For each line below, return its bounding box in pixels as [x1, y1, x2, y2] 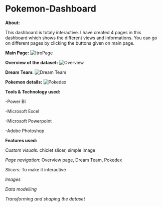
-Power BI [5, 98, 26, 105]
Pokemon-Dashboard [5, 3, 96, 15]
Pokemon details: [5, 79, 43, 85]
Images [5, 176, 21, 182]
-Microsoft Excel [5, 108, 40, 114]
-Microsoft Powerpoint [5, 118, 52, 124]
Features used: [5, 137, 38, 143]
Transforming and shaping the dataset [5, 195, 85, 201]
